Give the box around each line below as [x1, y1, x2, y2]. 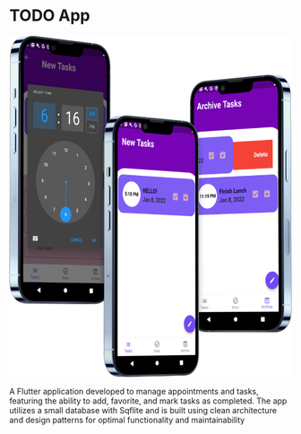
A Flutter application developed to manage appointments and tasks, [9, 386, 260, 397]
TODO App [9, 5, 91, 26]
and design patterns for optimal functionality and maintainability [9, 414, 245, 426]
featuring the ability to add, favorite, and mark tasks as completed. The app [9, 395, 288, 406]
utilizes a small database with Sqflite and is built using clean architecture [9, 405, 278, 416]
